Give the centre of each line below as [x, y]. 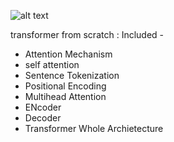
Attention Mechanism [68, 54]
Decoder [43, 118]
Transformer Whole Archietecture [94, 128]
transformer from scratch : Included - [87, 34]
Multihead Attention [65, 96]
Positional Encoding [65, 86]
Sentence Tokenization [72, 75]
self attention [52, 64]
